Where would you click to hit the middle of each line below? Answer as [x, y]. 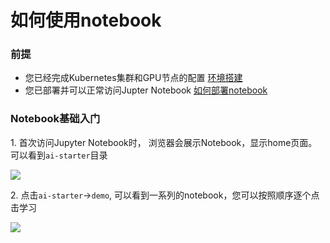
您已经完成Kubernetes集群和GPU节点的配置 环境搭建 [133, 78]
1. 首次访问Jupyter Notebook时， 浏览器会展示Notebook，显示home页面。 [164, 142]
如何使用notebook [86, 20]
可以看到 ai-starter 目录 [59, 155]
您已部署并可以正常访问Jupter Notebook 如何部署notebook [146, 90]
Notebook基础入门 [55, 119]
